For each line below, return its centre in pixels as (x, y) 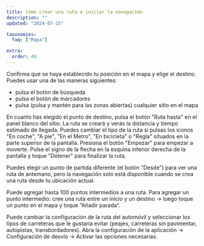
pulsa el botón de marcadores (53, 99)
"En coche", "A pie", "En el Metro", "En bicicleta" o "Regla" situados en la (97, 136)
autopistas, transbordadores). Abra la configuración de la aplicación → (95, 230)
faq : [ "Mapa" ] (30, 40)
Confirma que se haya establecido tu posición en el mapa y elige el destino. (101, 74)
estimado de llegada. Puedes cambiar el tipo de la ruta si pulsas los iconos (100, 130)
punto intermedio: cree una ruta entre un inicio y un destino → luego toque (100, 199)
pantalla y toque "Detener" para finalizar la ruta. (66, 155)
